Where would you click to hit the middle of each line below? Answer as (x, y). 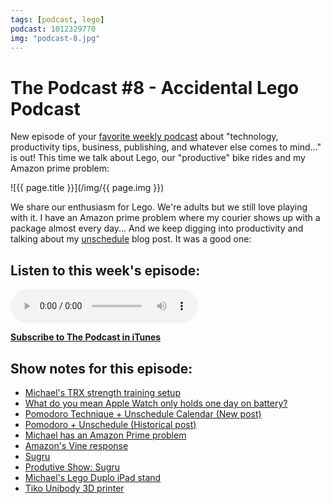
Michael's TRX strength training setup (102, 392)
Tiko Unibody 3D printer (74, 488)
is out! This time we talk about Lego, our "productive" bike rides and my (158, 158)
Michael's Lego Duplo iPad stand (93, 477)
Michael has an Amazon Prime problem (105, 435)
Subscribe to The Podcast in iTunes (86, 337)
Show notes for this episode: (101, 368)
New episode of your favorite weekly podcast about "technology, (144, 137)
